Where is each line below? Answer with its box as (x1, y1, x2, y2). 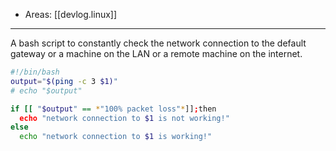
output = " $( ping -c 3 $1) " (10, 76, 118, 86)
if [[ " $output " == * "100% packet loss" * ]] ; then (10, 104, 217, 114)
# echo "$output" (10, 85, 83, 96)
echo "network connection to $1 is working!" (19, 132, 213, 142)
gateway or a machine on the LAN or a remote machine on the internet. (10, 48, 303, 59)
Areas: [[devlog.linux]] (24, 9, 118, 20)
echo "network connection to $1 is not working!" (19, 113, 230, 123)
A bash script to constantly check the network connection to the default (10, 37, 307, 49)
